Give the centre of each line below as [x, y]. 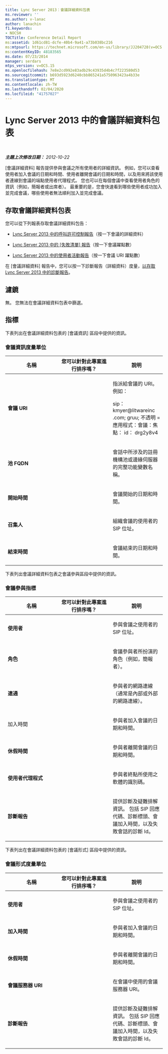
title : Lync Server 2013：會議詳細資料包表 [48, 10]
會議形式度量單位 [26, 864]
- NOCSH [13, 33]
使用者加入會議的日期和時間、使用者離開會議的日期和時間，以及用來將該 [79, 174]
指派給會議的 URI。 [135, 384]
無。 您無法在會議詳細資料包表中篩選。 [45, 303]
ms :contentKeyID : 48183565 [33, 52]
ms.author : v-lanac [25, 19]
